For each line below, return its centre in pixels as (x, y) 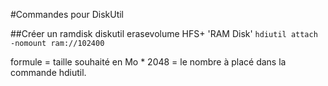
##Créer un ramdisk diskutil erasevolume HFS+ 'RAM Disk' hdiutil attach (164, 33)
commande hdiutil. (48, 72)
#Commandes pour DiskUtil (67, 14)
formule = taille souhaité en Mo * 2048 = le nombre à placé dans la (148, 62)
